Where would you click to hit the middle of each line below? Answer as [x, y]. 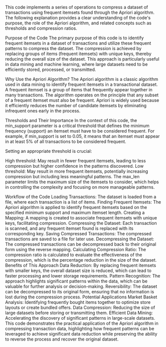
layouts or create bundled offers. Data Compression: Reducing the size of [80, 308]
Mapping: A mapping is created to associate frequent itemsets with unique [81, 218]
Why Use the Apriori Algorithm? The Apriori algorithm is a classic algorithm [82, 79]
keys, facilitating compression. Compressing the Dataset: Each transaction [81, 223]
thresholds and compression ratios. [41, 28]
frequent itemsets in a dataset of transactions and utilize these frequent [78, 43]
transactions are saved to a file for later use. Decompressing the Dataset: [80, 239]
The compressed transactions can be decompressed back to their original [81, 244]
